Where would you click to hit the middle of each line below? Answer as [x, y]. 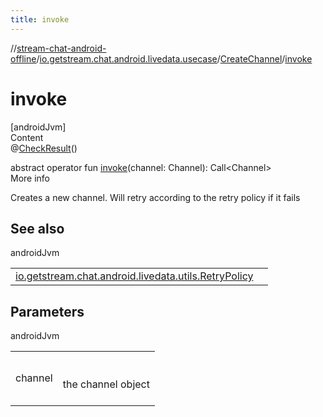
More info [30, 178]
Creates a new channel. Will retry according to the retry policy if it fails [155, 197]
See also [37, 228]
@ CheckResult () [44, 148]
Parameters [47, 311]
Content [27, 137]
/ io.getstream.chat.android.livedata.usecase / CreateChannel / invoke [174, 58]
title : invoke [40, 19]
